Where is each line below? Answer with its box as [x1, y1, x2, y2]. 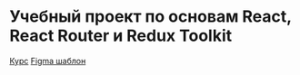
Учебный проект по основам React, [9, 6, 293, 27]
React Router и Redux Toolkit [9, 25, 233, 46]
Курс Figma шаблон [9, 55, 86, 66]
